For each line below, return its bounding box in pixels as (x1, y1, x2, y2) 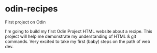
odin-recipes (5, 3, 58, 14)
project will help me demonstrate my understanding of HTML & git (5, 33, 136, 39)
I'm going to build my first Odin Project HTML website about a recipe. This (5, 28, 153, 34)
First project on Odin (5, 19, 46, 25)
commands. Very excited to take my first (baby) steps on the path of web (5, 38, 151, 44)
